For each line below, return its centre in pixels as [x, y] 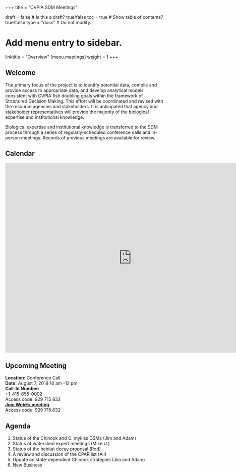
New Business [27, 465]
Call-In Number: [22, 389]
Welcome [20, 73]
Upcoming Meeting [36, 366]
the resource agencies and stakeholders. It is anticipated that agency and [81, 106]
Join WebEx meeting [27, 405]
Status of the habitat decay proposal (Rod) [56, 449]
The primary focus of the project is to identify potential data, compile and [81, 85]
